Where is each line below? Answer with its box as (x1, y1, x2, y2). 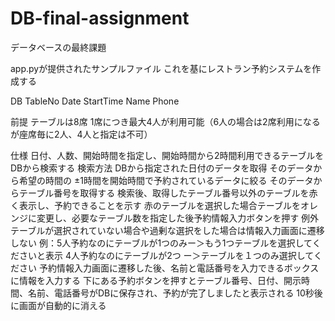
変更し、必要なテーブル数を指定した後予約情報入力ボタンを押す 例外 (36, 212, 320, 224)
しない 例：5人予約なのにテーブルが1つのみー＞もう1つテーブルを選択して (10, 237, 313, 249)
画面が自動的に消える (18, 299, 107, 311)
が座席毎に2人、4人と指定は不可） (10, 128, 153, 140)
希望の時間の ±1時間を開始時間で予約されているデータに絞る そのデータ (18, 174, 314, 186)
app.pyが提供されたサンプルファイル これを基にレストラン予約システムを (10, 62, 313, 74)
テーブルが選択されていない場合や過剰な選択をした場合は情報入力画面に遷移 (10, 224, 325, 236)
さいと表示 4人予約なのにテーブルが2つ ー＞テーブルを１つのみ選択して (18, 249, 314, 261)
